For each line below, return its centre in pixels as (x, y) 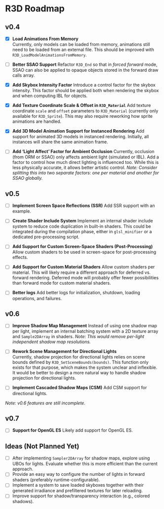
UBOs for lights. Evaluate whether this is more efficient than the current (85, 464)
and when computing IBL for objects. (50, 96)
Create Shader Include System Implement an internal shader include (82, 221)
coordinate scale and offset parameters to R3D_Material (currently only (85, 111)
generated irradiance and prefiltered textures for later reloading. (78, 491)
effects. (20, 257)
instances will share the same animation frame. (60, 142)
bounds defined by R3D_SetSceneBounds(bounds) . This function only (81, 362)
